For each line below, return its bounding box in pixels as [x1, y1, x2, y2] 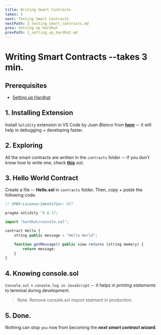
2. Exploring [5, 141, 43, 150]
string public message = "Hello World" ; [14, 233, 98, 238]
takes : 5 [5, 12, 23, 17]
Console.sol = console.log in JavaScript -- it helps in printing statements [5, 282, 156, 288]
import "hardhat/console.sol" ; [5, 220, 69, 225]
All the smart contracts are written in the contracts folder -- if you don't [5, 154, 150, 160]
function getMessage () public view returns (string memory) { [14, 242, 144, 247]
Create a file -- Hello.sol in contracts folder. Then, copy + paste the [5, 187, 143, 193]
